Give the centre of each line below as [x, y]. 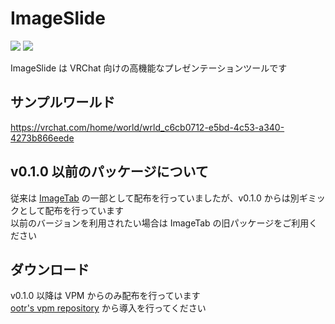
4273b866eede [42, 138]
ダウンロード [50, 269]
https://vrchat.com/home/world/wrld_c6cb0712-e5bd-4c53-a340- [147, 127]
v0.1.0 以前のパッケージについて [109, 172]
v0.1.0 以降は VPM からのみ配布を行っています [105, 296]
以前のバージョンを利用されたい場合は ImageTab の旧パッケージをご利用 [160, 223]
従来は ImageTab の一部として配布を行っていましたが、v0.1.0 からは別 [155, 198]
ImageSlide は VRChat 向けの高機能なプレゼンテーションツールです [149, 68]
